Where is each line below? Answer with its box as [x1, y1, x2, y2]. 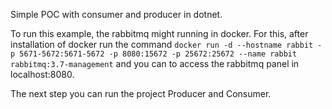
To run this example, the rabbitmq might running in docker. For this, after [10, 28, 309, 39]
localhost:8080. [10, 69, 75, 80]
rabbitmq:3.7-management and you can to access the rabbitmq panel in [10, 58, 300, 69]
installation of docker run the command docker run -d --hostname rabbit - [10, 39, 323, 50]
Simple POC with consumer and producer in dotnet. [10, 9, 223, 20]
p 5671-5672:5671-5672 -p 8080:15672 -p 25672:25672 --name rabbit [10, 49, 298, 59]
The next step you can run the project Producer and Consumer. [10, 88, 272, 99]
